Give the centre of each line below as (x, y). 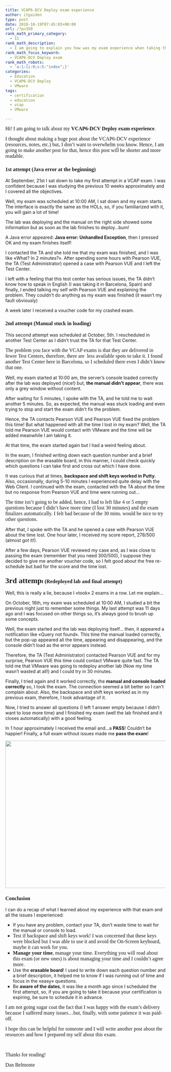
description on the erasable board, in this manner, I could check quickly (80, 460)
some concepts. (22, 619)
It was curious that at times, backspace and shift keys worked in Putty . (81, 476)
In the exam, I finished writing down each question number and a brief (79, 455)
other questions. (22, 519)
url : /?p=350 (19, 29)
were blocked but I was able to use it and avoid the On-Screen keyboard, (87, 941)
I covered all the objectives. (34, 191)
